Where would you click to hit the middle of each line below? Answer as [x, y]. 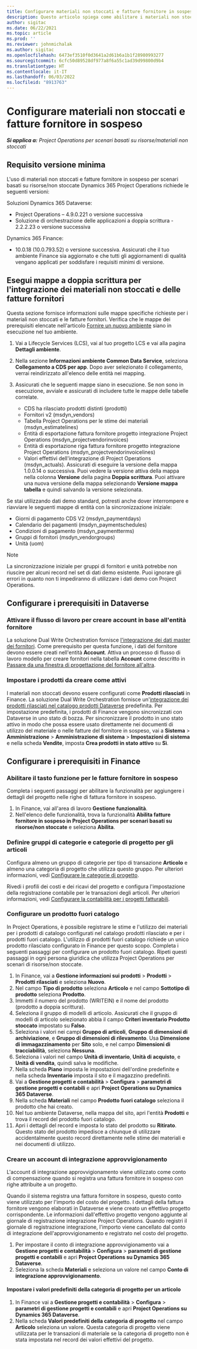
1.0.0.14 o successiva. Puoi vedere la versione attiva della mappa [101, 471]
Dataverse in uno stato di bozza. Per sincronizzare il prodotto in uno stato [95, 718]
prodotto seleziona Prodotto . [50, 994]
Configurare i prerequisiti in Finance [74, 761]
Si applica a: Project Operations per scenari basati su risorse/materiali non [97, 140]
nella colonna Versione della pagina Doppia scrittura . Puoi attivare [104, 477]
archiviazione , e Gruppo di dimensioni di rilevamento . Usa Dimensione [102, 1038]
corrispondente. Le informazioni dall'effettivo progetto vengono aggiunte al [97, 1215]
